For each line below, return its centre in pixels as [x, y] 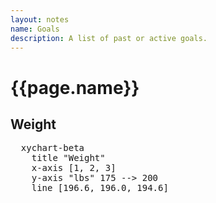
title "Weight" [68, 158]
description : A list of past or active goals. [109, 38]
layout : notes [40, 19]
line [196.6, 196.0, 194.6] [100, 188]
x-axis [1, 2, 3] [74, 168]
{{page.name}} [75, 87]
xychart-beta [52, 148]
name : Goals [35, 29]
